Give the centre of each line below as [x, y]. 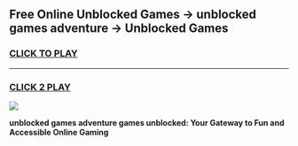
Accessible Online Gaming [59, 132]
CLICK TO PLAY [43, 54]
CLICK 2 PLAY [40, 87]
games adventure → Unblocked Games [119, 29]
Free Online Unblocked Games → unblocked [133, 15]
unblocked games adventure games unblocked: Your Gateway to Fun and [147, 122]
